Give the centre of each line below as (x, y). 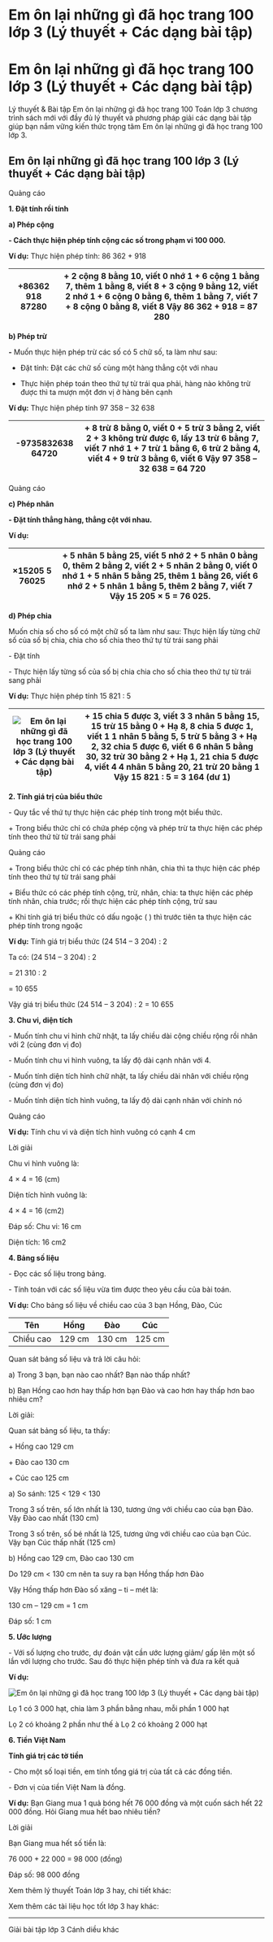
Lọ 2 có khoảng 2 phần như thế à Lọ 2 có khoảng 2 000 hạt (108, 1724)
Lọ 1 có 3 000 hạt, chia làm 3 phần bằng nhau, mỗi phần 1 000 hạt (119, 1708)
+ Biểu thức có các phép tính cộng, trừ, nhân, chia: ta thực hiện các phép (131, 893)
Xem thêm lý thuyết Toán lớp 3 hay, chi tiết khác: (90, 1890)
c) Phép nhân (31, 504)
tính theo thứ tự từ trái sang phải (62, 876)
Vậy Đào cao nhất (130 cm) (54, 1518)
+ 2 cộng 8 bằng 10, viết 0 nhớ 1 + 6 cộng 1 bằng (162, 276)
